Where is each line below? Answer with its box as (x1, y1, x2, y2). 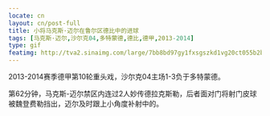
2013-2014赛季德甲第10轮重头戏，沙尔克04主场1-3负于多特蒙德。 (8, 72, 225, 81)
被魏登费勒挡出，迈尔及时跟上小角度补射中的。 (8, 99, 163, 108)
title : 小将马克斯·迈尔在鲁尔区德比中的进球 (8, 26, 139, 34)
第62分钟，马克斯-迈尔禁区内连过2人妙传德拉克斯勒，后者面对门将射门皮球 (8, 89, 257, 98)
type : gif (8, 42, 42, 50)
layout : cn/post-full (8, 19, 81, 27)
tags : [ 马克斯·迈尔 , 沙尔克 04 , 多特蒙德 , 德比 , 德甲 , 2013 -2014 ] (8, 34, 194, 42)
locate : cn (8, 11, 45, 20)
